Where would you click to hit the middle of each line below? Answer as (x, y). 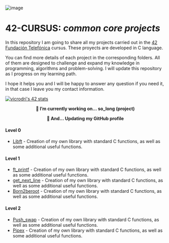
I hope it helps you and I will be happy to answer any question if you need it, (84, 83)
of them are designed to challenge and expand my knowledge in (72, 63)
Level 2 (13, 208)
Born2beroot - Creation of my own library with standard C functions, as (87, 191)
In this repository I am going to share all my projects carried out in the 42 (81, 42)
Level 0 (13, 130)
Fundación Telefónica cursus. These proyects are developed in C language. (84, 48)
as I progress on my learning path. (41, 74)
